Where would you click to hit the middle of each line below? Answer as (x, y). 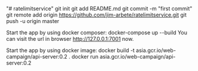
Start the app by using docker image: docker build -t (71, 50)
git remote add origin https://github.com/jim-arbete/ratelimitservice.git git (96, 15)
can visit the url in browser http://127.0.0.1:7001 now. (70, 39)
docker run (85, 57)
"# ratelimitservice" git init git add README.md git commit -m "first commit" (99, 9)
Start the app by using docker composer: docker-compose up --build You (97, 33)
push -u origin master (33, 21)
